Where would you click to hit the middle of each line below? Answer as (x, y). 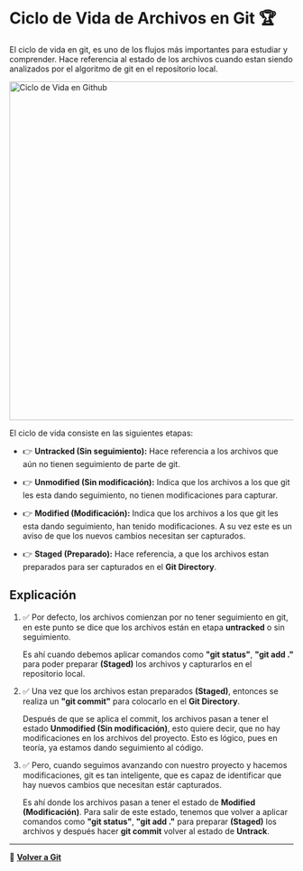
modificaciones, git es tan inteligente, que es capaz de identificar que (152, 775)
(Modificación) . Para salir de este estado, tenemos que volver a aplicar (155, 811)
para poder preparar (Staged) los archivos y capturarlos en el (137, 664)
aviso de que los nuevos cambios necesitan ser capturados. (134, 536)
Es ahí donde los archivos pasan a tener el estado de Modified (139, 802)
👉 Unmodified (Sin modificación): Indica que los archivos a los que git (156, 482)
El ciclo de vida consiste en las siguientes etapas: (101, 433)
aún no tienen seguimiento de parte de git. (101, 464)
